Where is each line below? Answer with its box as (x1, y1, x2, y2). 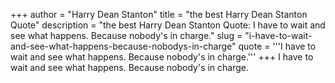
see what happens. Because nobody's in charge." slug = (10, 30, 243, 41)
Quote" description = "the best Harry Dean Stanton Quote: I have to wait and (10, 19, 326, 31)
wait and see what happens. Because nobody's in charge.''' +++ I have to (10, 51, 314, 63)
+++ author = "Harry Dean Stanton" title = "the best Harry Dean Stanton (10, 9, 308, 20)
